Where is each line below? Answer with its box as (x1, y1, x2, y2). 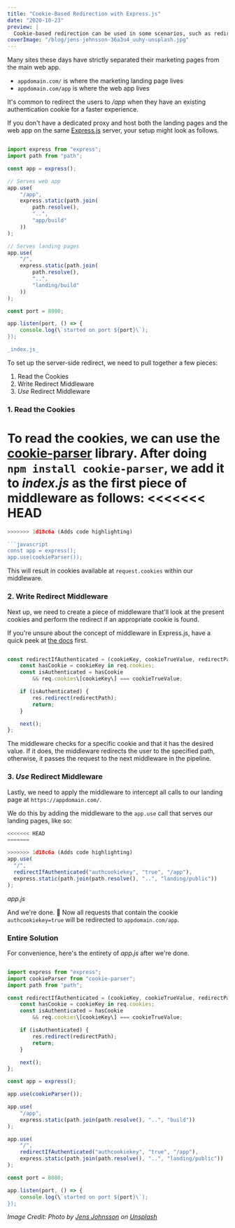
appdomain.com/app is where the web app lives (17, 84, 150, 93)
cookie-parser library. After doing (7, 445, 208, 461)
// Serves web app (7, 178, 61, 185)
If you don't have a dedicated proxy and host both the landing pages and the (7, 119, 228, 127)
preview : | (7, 23, 39, 30)
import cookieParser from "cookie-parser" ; (7, 975, 136, 982)
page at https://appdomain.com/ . (7, 795, 102, 803)
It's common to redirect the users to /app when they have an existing (7, 98, 206, 106)
